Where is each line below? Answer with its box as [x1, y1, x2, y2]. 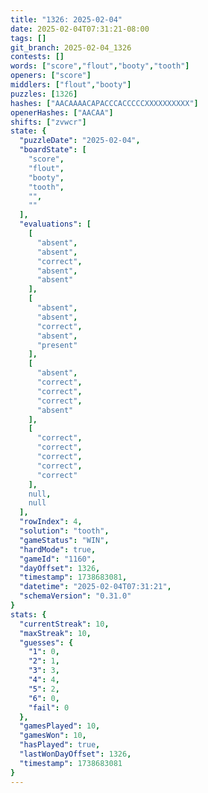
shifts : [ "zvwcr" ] [10, 117, 87, 127]
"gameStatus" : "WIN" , [19, 535, 110, 545]
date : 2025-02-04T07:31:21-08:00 [10, 24, 150, 34]
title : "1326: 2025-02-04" [10, 14, 123, 25]
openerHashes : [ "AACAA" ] [10, 107, 114, 118]
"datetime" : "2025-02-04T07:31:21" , [19, 582, 172, 592]
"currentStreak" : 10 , [19, 619, 110, 629]
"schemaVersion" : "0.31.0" [19, 591, 132, 601]
